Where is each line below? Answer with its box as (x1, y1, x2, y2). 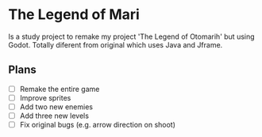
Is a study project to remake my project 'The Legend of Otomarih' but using (8, 32, 256, 41)
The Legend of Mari (8, 6, 141, 24)
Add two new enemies (19, 101, 94, 112)
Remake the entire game (19, 84, 100, 93)
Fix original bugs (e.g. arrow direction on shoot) (19, 120, 176, 129)
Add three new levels (19, 111, 90, 120)
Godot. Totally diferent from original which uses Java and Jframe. (8, 40, 223, 49)
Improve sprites (19, 93, 71, 102)
